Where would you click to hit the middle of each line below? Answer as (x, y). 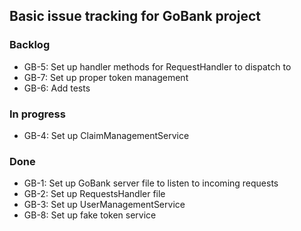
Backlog (30, 45)
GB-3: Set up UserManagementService (104, 205)
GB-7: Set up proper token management (106, 77)
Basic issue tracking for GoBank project (135, 16)
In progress (37, 114)
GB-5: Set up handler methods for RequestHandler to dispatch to (157, 66)
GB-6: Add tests (57, 88)
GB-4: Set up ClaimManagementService (106, 135)
